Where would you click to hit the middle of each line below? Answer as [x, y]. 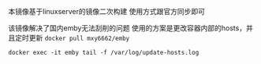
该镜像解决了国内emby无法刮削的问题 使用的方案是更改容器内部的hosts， [127, 28]
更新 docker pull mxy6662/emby [79, 38]
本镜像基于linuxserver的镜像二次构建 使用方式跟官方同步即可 [106, 11]
